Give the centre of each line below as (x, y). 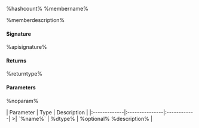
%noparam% (22, 101)
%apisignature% (27, 47)
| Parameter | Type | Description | (47, 112)
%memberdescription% (36, 20)
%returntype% (25, 74)
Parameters (21, 88)
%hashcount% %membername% (47, 9)
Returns (16, 60)
